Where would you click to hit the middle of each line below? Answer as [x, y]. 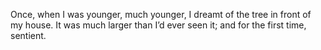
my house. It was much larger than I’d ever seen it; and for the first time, [158, 25]
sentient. [28, 35]
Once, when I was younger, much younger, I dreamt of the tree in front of [161, 14]
